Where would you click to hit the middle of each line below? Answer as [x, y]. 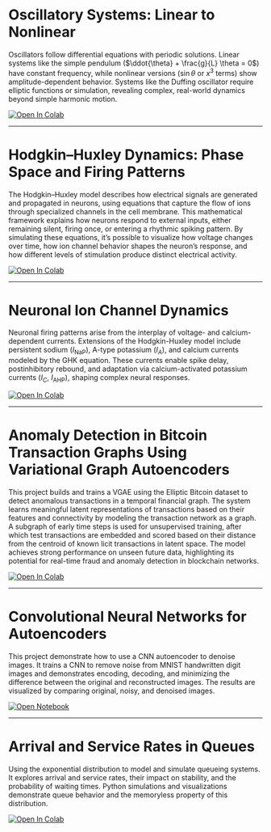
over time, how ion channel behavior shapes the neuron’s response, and [128, 246]
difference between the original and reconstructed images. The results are [132, 682]
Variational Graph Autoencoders [119, 470]
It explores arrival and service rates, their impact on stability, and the [122, 777]
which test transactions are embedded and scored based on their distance [132, 535]
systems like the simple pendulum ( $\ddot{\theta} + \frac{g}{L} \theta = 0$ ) [134, 63]
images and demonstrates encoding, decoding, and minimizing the [119, 674]
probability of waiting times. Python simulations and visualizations [118, 786]
